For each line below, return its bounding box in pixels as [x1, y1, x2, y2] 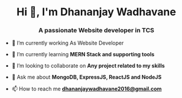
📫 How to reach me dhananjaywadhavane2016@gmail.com [11, 85, 162, 93]
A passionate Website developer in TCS [38, 26, 155, 35]
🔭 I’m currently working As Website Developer [11, 39, 124, 46]
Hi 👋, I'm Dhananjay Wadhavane [17, 5, 176, 19]
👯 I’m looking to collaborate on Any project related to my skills [11, 62, 165, 69]
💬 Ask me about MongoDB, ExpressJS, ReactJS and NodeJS [11, 73, 162, 81]
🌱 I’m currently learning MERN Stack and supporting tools [11, 51, 155, 58]
